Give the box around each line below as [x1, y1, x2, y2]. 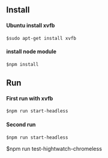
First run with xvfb [6, 94, 53, 102]
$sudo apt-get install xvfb [6, 35, 77, 41]
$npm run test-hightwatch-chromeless [6, 145, 102, 152]
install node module [6, 48, 57, 55]
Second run [6, 120, 36, 128]
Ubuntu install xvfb [6, 21, 55, 29]
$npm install [6, 61, 39, 67]
